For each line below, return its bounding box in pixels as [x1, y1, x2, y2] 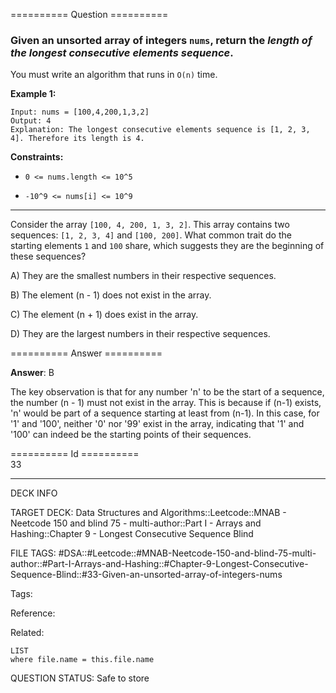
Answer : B [10, 367, 55, 379]
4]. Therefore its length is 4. [10, 134, 145, 144]
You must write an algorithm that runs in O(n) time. [10, 69, 218, 81]
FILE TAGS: [10, 547, 57, 559]
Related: [10, 627, 45, 639]
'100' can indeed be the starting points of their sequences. [10, 429, 252, 441]
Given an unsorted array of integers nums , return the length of [10, 33, 313, 47]
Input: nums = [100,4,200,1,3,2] [10, 107, 150, 118]
